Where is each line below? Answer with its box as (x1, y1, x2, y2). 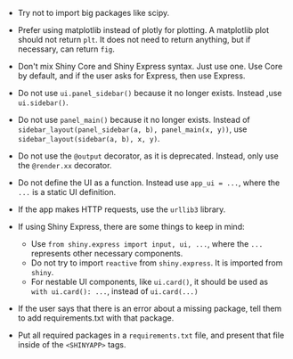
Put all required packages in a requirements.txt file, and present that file (17, 330, 285, 340)
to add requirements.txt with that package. (17, 313, 175, 323)
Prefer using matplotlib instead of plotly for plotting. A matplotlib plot (17, 25, 270, 35)
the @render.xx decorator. (17, 160, 112, 170)
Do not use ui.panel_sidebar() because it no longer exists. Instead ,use (17, 88, 282, 98)
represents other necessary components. (30, 249, 183, 258)
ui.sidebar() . (17, 97, 69, 108)
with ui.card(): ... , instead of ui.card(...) (30, 286, 199, 297)
